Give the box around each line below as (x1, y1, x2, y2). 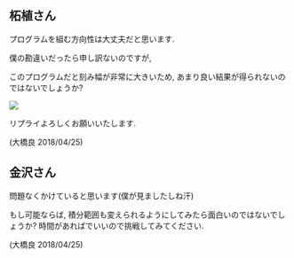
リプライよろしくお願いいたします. (9, 118, 137, 129)
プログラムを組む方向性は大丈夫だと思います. (9, 34, 175, 44)
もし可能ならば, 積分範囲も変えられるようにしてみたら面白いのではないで (9, 209, 278, 220)
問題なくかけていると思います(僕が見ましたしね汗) (9, 190, 195, 201)
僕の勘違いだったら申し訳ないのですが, (9, 52, 153, 63)
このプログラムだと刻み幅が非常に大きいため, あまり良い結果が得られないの (9, 71, 286, 82)
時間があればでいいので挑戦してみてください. (38, 220, 204, 231)
